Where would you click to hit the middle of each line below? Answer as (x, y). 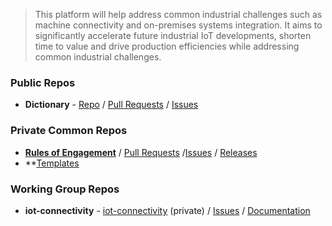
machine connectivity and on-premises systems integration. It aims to (178, 25)
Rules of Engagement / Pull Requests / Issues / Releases (141, 152)
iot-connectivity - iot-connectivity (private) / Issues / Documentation (167, 210)
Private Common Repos (69, 131)
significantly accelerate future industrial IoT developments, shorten (173, 35)
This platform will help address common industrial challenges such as (178, 14)
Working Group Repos (65, 189)
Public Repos (43, 82)
